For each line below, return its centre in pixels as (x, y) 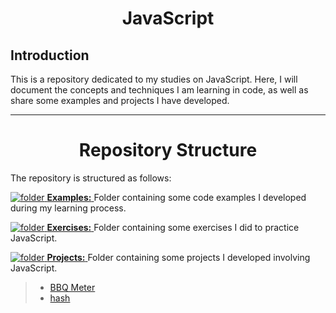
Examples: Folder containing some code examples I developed (176, 197)
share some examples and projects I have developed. (120, 100)
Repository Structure (168, 150)
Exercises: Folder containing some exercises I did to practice (173, 227)
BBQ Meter (72, 287)
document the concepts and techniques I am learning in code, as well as (159, 90)
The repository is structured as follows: (91, 178)
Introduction (50, 55)
